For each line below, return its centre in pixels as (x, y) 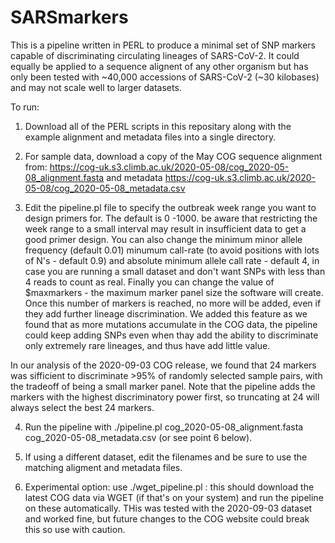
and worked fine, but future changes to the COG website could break (167, 518)
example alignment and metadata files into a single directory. (150, 137)
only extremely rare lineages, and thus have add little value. (147, 345)
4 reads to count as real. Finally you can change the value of (149, 282)
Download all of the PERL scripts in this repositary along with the (158, 126)
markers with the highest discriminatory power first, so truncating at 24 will (165, 397)
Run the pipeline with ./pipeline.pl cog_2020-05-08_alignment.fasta (164, 427)
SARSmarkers (69, 17)
